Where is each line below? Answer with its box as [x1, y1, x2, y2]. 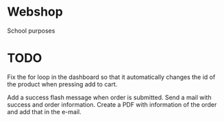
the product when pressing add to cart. [7, 80, 118, 88]
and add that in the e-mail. [7, 107, 82, 116]
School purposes [7, 27, 55, 35]
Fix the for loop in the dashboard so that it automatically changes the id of [7, 73, 216, 81]
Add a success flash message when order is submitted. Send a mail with [7, 93, 212, 101]
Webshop [7, 4, 63, 20]
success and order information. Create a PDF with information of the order [7, 100, 217, 109]
